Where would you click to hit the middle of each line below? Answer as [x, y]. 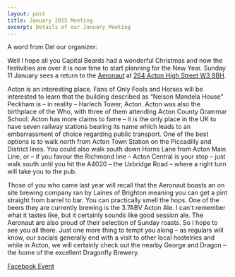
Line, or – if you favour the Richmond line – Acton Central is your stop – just [116, 156]
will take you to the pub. [42, 172]
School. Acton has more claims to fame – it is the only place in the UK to [112, 119]
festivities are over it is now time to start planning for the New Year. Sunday [116, 68]
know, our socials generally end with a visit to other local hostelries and [111, 238]
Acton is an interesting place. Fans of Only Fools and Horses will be [105, 90]
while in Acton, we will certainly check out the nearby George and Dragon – [117, 245]
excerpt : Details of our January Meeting [69, 27]
